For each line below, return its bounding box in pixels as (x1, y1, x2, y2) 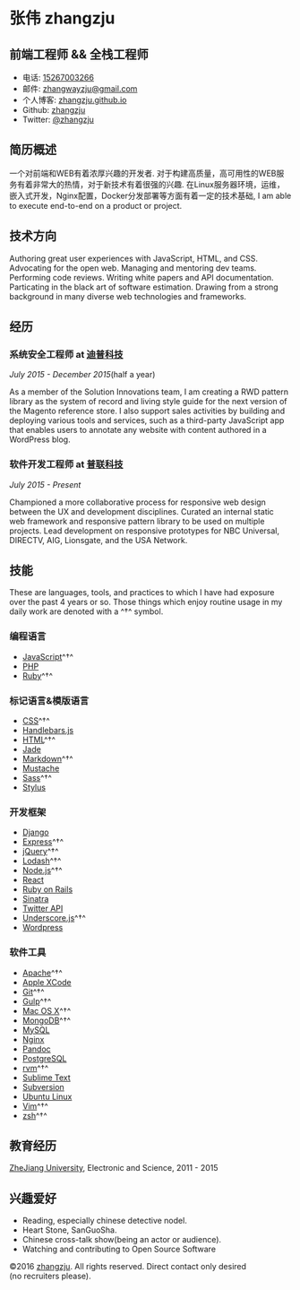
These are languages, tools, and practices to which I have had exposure (9, 587, 275, 598)
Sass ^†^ (21, 773, 52, 784)
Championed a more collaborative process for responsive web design (9, 497, 267, 507)
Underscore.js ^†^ (21, 913, 87, 923)
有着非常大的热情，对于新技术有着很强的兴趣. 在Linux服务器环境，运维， (16, 178, 285, 189)
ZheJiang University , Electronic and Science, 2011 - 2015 (9, 1163, 219, 1173)
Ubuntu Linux (21, 1091, 73, 1102)
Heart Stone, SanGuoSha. (21, 1225, 117, 1235)
